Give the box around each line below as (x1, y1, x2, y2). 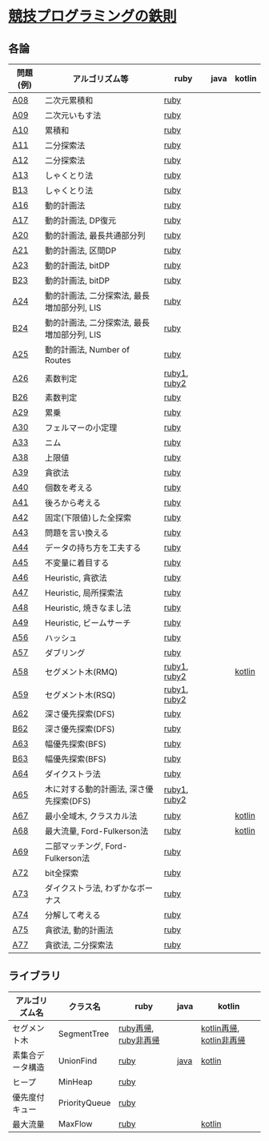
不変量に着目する (44, 557, 110, 568)
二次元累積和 (44, 95, 94, 106)
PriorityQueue (58, 1097, 111, 1108)
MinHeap (58, 1076, 93, 1087)
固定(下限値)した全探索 (44, 512, 132, 523)
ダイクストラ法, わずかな (44, 882, 138, 894)
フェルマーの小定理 (44, 422, 118, 433)
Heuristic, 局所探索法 (44, 588, 124, 598)
